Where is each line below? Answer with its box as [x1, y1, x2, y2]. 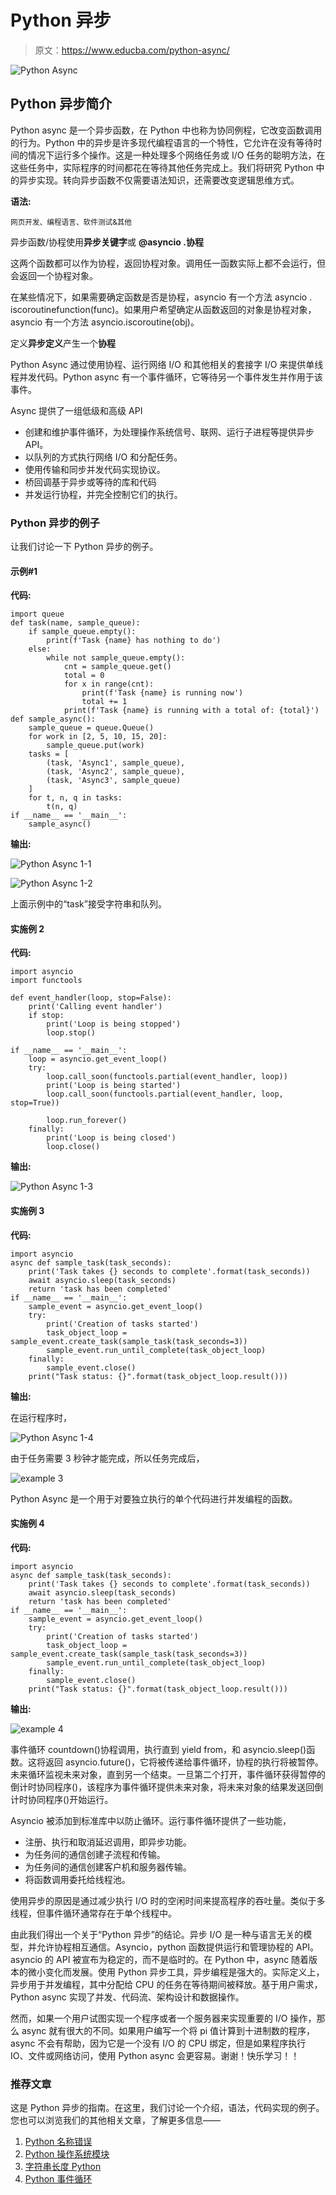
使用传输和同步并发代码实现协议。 [24, 463, 166, 475]
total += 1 [81, 697, 128, 707]
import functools [10, 976, 83, 986]
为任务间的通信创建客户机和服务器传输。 [24, 1861, 192, 1873]
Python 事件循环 [24, 2173, 93, 2185]
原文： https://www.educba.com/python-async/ [34, 44, 230, 56]
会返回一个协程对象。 [10, 269, 98, 281]
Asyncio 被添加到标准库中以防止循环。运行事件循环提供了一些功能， [10, 1814, 292, 1826]
